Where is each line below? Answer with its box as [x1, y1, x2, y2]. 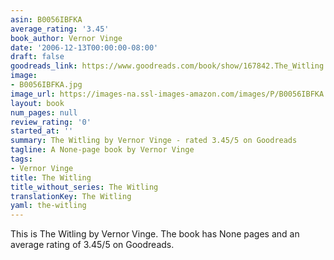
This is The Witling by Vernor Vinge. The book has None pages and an [10, 228, 300, 240]
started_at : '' [10, 126, 74, 136]
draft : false [10, 52, 65, 62]
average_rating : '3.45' [10, 24, 110, 34]
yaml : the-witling [10, 201, 87, 211]
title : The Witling [10, 172, 92, 183]
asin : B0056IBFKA [10, 14, 83, 25]
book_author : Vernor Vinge [10, 33, 123, 43]
